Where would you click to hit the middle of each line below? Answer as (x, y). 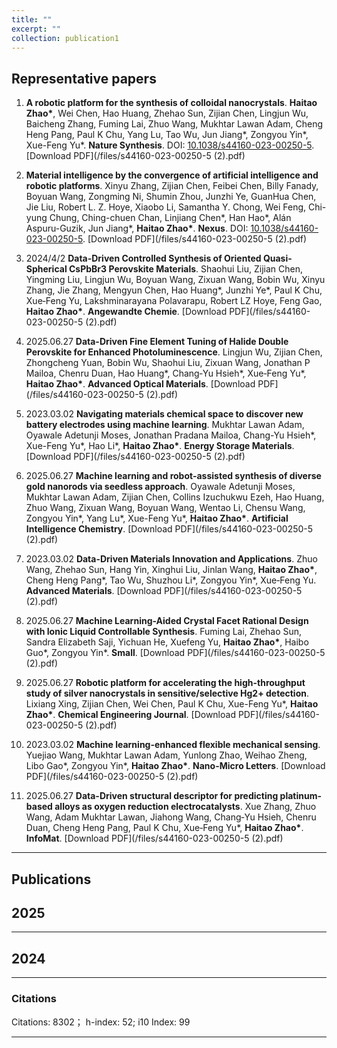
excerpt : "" (36, 29)
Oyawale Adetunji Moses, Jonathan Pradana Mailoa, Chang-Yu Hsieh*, (171, 435)
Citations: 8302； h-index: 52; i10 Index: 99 (101, 1022)
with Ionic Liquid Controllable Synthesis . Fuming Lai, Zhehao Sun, (164, 632)
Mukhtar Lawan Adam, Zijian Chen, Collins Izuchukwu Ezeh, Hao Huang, (175, 497)
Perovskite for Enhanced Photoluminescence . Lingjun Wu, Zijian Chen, (174, 352)
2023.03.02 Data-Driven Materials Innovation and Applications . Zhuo (171, 559)
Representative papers (84, 78)
